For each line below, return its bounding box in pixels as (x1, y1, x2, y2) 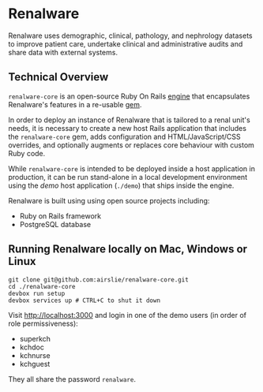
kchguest (19, 359, 51, 368)
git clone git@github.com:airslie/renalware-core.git (8, 275, 190, 284)
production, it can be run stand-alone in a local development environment (8, 172, 247, 181)
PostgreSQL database (19, 219, 92, 229)
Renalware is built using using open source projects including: (8, 196, 210, 205)
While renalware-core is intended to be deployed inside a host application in (8, 163, 255, 174)
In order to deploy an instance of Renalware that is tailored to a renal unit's (8, 115, 250, 125)
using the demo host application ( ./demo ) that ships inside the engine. (8, 181, 235, 190)
